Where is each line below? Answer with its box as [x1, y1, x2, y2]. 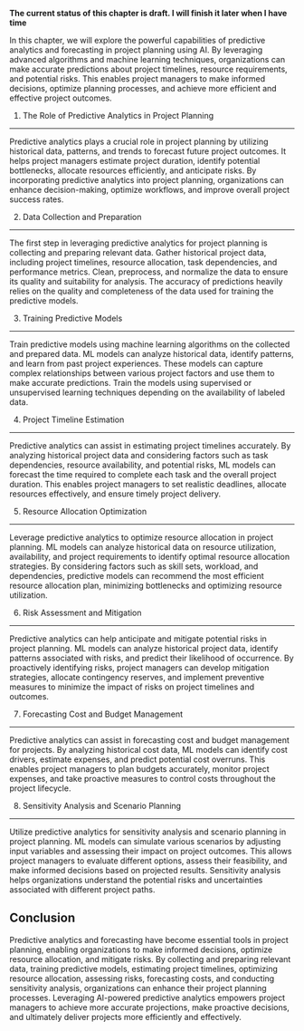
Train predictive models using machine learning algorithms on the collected [9, 339, 290, 350]
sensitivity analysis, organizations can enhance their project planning [9, 982, 267, 993]
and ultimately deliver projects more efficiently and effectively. [9, 1011, 242, 1022]
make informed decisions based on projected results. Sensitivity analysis [9, 865, 281, 875]
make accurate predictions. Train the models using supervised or [9, 378, 252, 388]
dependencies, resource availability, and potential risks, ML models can [9, 459, 276, 470]
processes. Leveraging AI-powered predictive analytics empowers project [9, 992, 286, 1003]
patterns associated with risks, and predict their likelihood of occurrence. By [9, 652, 294, 663]
